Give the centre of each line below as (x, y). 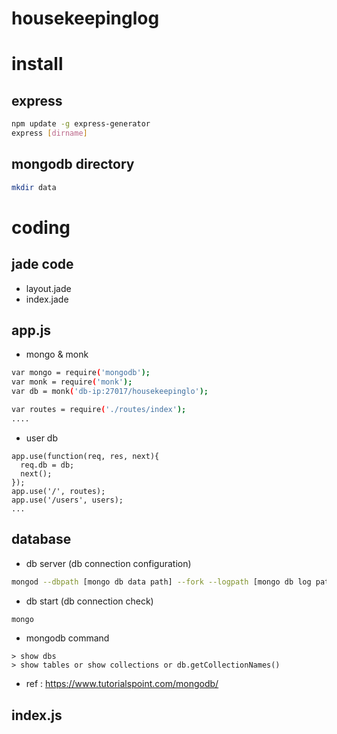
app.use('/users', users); (67, 500)
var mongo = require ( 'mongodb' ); (81, 373)
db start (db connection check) (89, 601)
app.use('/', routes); (58, 491)
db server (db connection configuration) (108, 563)
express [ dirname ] (49, 133)
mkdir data (34, 187)
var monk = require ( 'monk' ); (72, 382)
